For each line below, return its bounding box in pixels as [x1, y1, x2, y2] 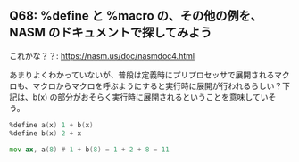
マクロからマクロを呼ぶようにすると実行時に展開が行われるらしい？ [32, 80, 283, 91]
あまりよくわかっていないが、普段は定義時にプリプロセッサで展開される [9, 69, 275, 80]
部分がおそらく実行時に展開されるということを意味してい [57, 92, 269, 102]
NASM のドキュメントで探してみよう [9, 25, 212, 40]
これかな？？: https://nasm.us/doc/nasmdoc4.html [9, 50, 195, 61]
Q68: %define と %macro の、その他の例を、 [9, 8, 263, 24]
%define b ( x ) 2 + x [9, 128, 82, 138]
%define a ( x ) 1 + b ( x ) [9, 120, 94, 129]
